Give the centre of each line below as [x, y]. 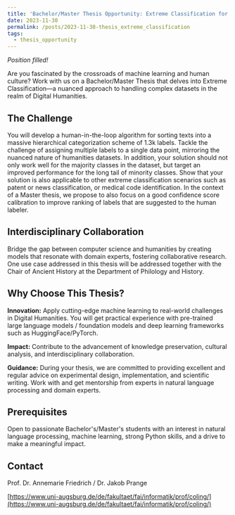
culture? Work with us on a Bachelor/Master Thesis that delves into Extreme [117, 81]
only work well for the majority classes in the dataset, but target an [104, 165]
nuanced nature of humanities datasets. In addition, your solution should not [118, 157]
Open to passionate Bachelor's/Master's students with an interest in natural [116, 429]
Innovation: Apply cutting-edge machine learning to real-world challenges [115, 310]
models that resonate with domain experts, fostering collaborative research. [117, 256]
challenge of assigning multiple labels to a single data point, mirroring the [114, 150]
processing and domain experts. [54, 390]
